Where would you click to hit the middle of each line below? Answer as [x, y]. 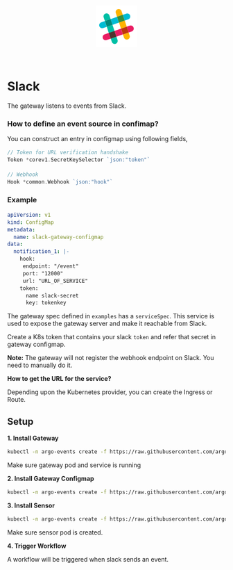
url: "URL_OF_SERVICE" [55, 281]
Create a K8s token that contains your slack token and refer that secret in [112, 337]
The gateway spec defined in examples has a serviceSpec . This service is [111, 316]
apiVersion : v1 [29, 215]
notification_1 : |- [42, 252]
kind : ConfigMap [31, 222]
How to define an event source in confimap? [83, 124]
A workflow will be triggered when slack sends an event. [88, 559]
